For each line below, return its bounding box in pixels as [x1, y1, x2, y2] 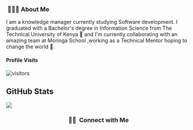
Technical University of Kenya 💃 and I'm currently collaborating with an [6, 31, 178, 38]
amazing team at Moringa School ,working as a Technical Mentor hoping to [6, 37, 188, 44]
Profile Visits [6, 57, 38, 64]
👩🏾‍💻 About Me [7, 5, 50, 13]
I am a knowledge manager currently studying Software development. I [6, 19, 178, 26]
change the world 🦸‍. [6, 43, 55, 50]
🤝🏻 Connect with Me [68, 116, 129, 124]
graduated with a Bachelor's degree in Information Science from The [6, 24, 172, 31]
